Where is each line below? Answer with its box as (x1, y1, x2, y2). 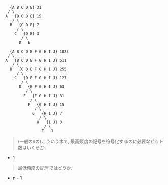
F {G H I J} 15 (27, 102, 65, 107)
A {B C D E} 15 (5, 14, 42, 19)
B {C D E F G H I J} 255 (10, 67, 67, 72)
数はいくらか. (17, 145, 46, 150)
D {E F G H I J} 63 (18, 84, 65, 89)
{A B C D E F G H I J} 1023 (10, 49, 69, 54)
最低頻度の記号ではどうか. (17, 165, 72, 171)
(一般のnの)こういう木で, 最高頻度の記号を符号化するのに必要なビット (17, 138, 164, 144)
